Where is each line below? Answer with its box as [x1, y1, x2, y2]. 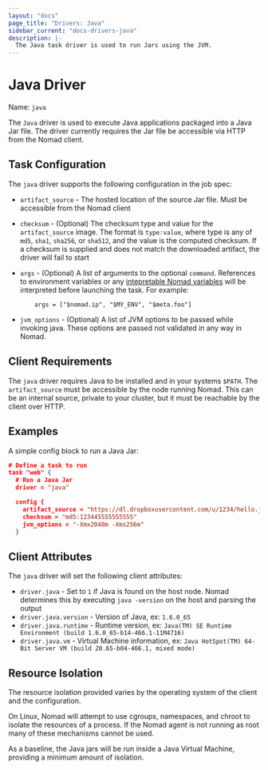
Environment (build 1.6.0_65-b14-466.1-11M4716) [19, 629, 185, 637]
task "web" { [8, 469, 52, 477]
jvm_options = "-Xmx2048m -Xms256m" [22, 521, 145, 529]
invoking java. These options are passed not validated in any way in [19, 323, 242, 333]
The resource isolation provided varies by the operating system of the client [8, 688, 258, 696]
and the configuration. [8, 696, 81, 705]
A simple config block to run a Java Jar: [8, 445, 140, 456]
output [19, 604, 42, 613]
